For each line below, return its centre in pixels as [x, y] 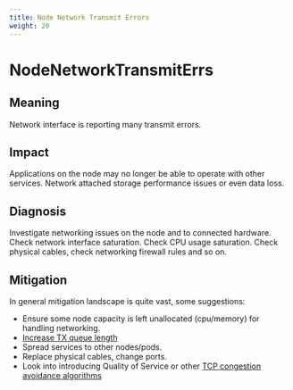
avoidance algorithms [62, 375]
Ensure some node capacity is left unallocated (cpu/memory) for [141, 319]
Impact [29, 152]
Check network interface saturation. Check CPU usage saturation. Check [144, 243]
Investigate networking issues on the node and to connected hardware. [140, 233]
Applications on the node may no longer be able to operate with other [137, 174]
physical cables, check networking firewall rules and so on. [118, 252]
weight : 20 [29, 26]
